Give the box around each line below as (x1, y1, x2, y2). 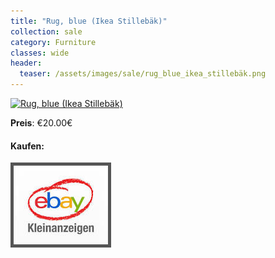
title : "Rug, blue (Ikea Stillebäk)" (10, 16, 168, 26)
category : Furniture (10, 37, 97, 47)
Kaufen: (10, 140, 45, 152)
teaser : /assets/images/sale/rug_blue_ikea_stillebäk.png (19, 69, 267, 79)
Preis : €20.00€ (10, 117, 73, 129)
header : (10, 58, 43, 69)
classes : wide (10, 48, 70, 58)
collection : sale (10, 26, 83, 37)
